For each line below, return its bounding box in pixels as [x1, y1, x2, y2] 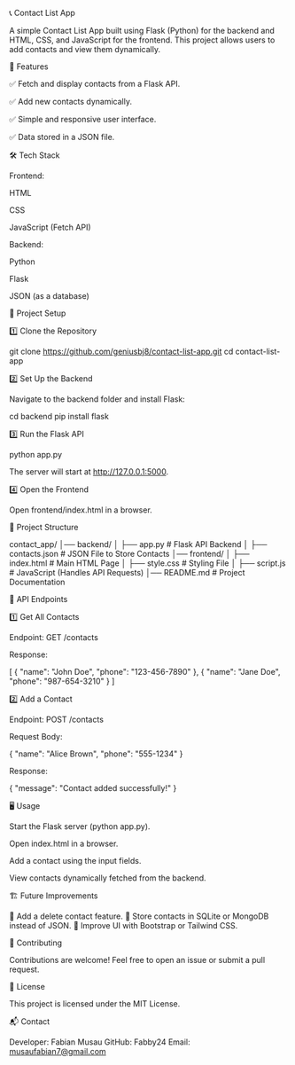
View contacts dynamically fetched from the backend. [9, 873, 206, 883]
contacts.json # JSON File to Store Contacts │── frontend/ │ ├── [9, 549, 250, 559]
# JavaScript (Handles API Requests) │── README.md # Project [9, 568, 245, 577]
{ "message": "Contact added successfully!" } [9, 783, 177, 793]
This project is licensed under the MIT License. [9, 998, 181, 1009]
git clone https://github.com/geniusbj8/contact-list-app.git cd [9, 346, 234, 356]
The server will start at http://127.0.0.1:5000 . [9, 466, 169, 477]
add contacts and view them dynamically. [9, 44, 161, 54]
